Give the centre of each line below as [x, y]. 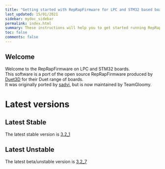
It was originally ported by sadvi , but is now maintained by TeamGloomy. [78, 84]
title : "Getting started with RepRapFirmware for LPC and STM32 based [79, 10]
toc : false [16, 32]
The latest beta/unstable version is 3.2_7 [46, 161]
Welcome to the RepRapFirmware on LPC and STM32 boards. [68, 69]
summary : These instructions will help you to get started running [76, 28]
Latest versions [37, 104]
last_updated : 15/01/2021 [31, 14]
